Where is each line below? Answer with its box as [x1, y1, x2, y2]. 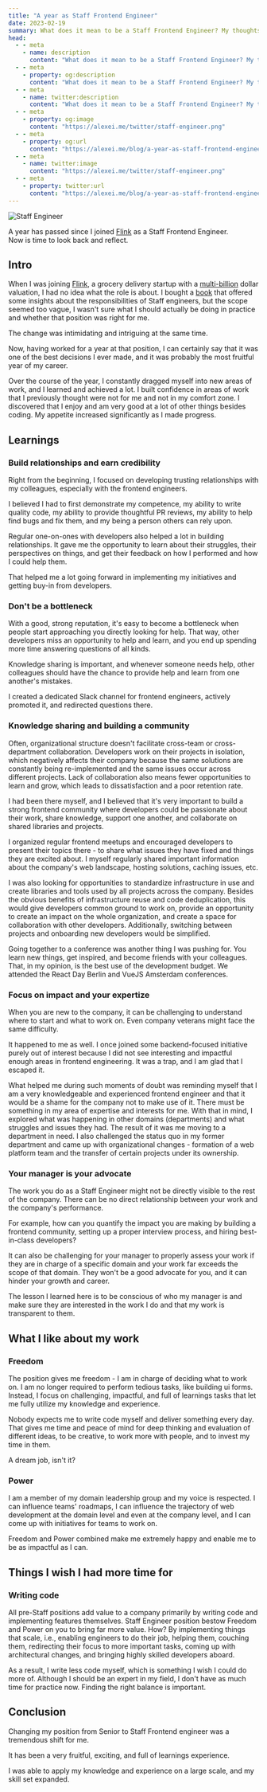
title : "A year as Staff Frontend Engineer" [8, 11, 158, 20]
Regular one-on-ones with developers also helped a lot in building [8, 531, 224, 542]
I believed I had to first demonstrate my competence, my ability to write [8, 499, 242, 509]
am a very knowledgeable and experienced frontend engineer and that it [8, 1089, 246, 1099]
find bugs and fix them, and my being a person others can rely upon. [8, 516, 233, 526]
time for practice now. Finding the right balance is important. [8, 1682, 207, 1692]
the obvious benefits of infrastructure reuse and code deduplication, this [8, 894, 246, 904]
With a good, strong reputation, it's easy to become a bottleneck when [8, 619, 239, 628]
